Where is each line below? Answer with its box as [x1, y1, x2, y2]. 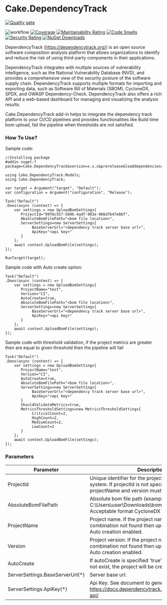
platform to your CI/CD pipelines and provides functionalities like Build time [5, 116, 159, 122]
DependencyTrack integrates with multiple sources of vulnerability [5, 64, 141, 70]
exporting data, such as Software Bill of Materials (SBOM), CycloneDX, [5, 85, 150, 91]
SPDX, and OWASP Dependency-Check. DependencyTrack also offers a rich [5, 91, 162, 97]
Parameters [5, 453, 34, 460]
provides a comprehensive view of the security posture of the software [5, 75, 151, 81]
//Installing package [5, 155, 50, 160]
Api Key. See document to [89, 579, 150, 586]
